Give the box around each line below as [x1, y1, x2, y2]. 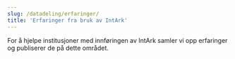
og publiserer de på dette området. [7, 44, 109, 52]
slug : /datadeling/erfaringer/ [7, 10, 100, 18]
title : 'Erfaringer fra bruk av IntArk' [7, 17, 128, 24]
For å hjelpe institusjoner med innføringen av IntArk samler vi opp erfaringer [7, 36, 228, 44]
